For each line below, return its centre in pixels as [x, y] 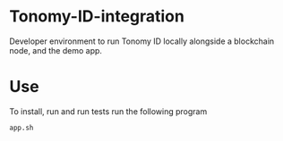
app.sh [21, 128]
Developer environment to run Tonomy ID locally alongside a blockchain [142, 41]
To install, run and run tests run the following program [108, 111]
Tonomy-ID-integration [97, 17]
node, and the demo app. [56, 50]
